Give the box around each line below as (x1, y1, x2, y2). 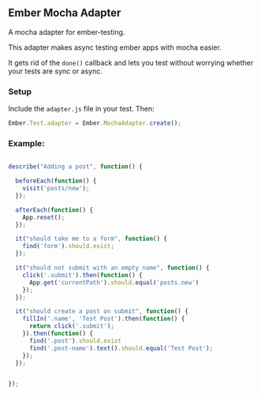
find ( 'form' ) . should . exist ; (22, 243, 114, 250)
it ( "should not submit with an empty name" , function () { (15, 264, 211, 272)
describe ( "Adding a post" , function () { (8, 163, 144, 171)
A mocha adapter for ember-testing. (8, 27, 125, 36)
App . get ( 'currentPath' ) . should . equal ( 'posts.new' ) (28, 278, 199, 287)
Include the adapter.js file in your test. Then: (8, 104, 155, 114)
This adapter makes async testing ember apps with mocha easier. (8, 43, 222, 52)
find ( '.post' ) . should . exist (28, 337, 122, 344)
